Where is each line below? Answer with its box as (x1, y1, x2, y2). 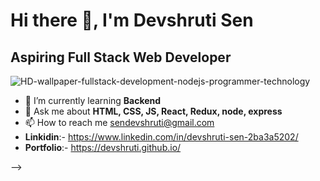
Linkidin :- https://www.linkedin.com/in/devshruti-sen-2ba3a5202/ (24, 131, 299, 143)
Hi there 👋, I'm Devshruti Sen (10, 9, 254, 32)
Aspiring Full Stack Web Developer (10, 49, 232, 66)
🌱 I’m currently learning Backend (24, 95, 162, 106)
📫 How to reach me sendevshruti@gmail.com (24, 117, 215, 128)
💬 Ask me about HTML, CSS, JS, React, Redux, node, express (24, 105, 283, 117)
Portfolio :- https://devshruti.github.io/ (24, 142, 182, 153)
